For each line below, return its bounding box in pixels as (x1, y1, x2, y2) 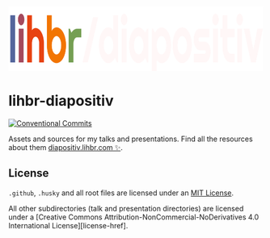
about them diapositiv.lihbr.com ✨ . (8, 142, 123, 152)
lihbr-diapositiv (8, 92, 114, 111)
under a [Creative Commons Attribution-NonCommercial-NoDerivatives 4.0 (8, 212, 259, 222)
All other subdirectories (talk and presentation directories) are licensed (8, 203, 244, 213)
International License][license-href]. (8, 220, 129, 230)
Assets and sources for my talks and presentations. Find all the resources (8, 134, 253, 144)
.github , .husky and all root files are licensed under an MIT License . (8, 188, 234, 198)
